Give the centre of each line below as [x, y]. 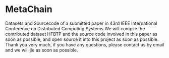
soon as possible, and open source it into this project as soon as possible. [82, 39]
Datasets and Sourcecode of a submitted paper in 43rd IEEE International [81, 23]
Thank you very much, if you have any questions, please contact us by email [85, 44]
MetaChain [29, 9]
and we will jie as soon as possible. [42, 50]
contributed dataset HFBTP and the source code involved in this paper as [81, 34]
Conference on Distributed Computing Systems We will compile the [75, 28]
